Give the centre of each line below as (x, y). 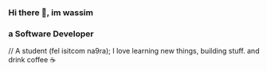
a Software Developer (51, 33)
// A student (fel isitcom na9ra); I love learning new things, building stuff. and (134, 51)
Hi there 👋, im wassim (51, 13)
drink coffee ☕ (32, 60)
